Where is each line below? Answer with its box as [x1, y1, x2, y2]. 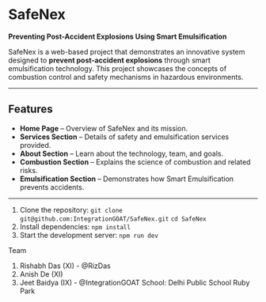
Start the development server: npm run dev [19, 230, 158, 240]
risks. [19, 165, 38, 175]
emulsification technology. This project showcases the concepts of [8, 63, 227, 73]
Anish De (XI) [19, 269, 63, 278]
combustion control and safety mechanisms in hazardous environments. [8, 72, 244, 81]
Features [8, 103, 53, 116]
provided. [19, 140, 51, 149]
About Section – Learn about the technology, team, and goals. [19, 149, 224, 158]
